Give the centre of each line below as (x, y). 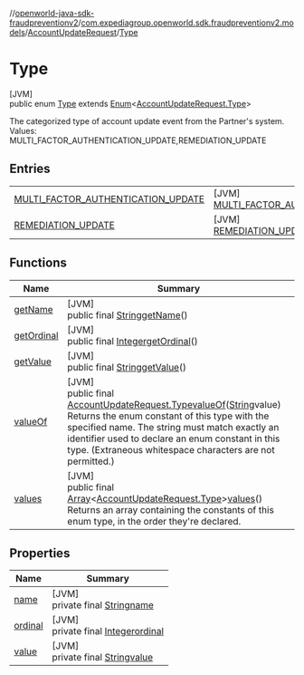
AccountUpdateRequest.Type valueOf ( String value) (175, 404)
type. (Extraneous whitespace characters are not (171, 449)
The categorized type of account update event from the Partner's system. (147, 121)
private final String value (103, 658)
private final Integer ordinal (108, 632)
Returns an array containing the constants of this (171, 509)
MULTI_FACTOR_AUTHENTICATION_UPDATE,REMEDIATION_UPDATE (138, 140)
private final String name (103, 605)
